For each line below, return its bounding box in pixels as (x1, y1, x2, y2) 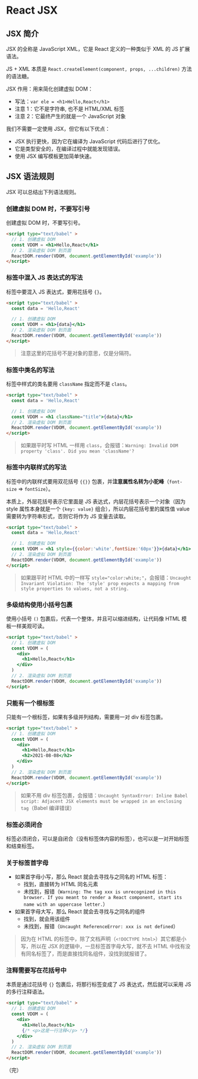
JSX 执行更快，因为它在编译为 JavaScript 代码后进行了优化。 (14, 138, 164, 145)
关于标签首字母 (6, 858, 49, 867)
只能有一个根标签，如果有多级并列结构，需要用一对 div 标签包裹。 (6, 713, 166, 721)
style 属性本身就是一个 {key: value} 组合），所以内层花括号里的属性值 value (6, 505, 190, 512)
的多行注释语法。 (6, 988, 48, 996)
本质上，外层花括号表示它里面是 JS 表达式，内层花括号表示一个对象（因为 (6, 497, 186, 505)
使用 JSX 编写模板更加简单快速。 (14, 153, 95, 160)
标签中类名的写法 (6, 366, 55, 374)
